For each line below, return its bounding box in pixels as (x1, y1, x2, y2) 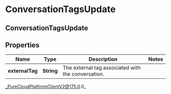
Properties (5, 40, 40, 49)
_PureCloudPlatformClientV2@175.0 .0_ (5, 83, 86, 89)
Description (88, 56, 118, 63)
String (42, 67, 58, 74)
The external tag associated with (63, 64, 141, 71)
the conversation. (63, 71, 104, 78)
